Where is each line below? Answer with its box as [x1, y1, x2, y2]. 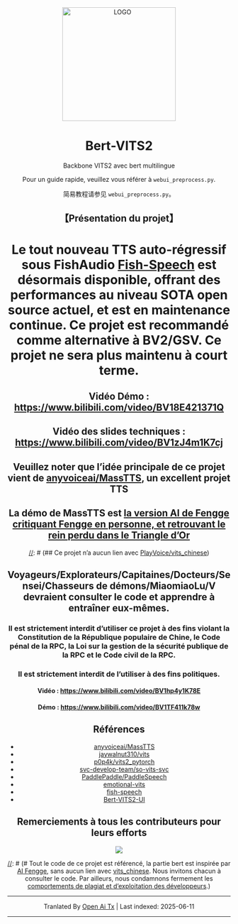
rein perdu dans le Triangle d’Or [48, 529, 190, 542]
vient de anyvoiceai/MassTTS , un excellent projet [7, 472, 231, 484]
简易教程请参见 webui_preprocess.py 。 [63, 190, 175, 198]
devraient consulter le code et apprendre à [23, 591, 215, 603]
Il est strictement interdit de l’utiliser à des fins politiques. [18, 669, 220, 679]
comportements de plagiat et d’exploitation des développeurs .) [27, 881, 211, 890]
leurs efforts [91, 827, 147, 839]
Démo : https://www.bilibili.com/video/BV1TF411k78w [38, 702, 200, 711]
